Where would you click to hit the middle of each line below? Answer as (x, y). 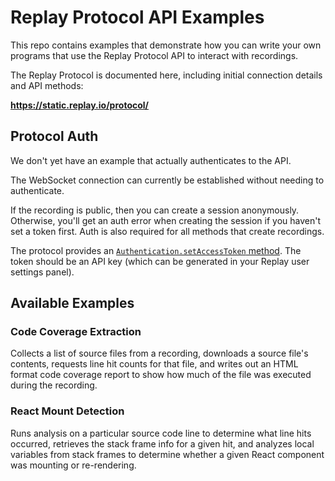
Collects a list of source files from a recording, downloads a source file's (159, 353)
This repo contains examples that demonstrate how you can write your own (166, 45)
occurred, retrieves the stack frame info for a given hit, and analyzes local (162, 443)
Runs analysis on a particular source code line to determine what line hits (161, 433)
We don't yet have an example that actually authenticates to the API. (151, 160)
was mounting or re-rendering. (73, 465)
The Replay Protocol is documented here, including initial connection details (166, 75)
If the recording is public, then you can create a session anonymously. (155, 210)
